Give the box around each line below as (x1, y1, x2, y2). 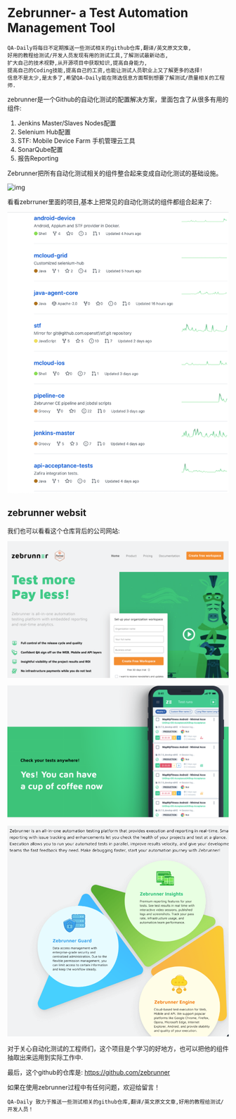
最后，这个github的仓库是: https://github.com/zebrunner (7, 1068, 171, 1077)
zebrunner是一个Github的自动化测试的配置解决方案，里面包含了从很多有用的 (7, 95, 229, 103)
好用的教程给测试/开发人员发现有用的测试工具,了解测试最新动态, (7, 51, 169, 59)
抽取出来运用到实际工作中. (7, 1054, 84, 1062)
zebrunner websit (7, 507, 86, 519)
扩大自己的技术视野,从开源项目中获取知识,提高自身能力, (7, 59, 147, 66)
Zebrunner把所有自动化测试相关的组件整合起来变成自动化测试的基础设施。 (7, 169, 223, 177)
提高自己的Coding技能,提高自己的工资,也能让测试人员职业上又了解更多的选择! (7, 67, 203, 74)
